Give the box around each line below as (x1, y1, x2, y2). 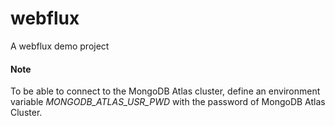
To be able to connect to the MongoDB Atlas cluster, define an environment (10, 85, 321, 97)
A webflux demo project (10, 40, 110, 52)
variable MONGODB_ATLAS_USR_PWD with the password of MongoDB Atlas (10, 96, 326, 108)
